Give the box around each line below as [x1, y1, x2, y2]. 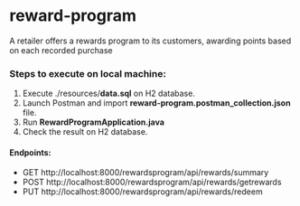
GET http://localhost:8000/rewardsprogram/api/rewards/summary [22, 167, 269, 178]
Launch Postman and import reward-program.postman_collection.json [22, 98, 291, 108]
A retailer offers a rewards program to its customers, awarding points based [9, 35, 292, 46]
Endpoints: [9, 146, 52, 158]
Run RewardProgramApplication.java [22, 117, 165, 127]
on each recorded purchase [9, 44, 113, 55]
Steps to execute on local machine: [9, 67, 167, 80]
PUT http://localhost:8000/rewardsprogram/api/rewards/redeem [22, 186, 264, 197]
